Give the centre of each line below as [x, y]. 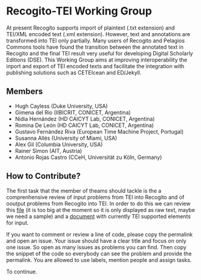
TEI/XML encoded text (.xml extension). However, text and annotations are [98, 34]
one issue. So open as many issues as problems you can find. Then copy [97, 247]
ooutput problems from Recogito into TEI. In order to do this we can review [98, 204]
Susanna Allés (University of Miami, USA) [66, 138]
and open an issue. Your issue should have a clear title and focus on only [96, 241]
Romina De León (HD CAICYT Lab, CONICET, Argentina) [84, 125]
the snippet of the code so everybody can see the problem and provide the [99, 254]
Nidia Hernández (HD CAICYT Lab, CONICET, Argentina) [85, 119]
